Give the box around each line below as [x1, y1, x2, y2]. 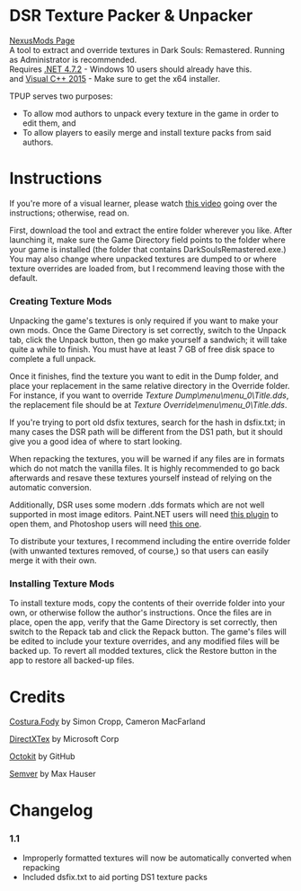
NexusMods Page [9, 35, 75, 46]
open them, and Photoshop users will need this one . [9, 518, 202, 530]
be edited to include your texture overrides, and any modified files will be [9, 636, 280, 647]
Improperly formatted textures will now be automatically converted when [22, 852, 292, 863]
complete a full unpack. [9, 354, 97, 365]
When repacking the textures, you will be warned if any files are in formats [9, 454, 285, 464]
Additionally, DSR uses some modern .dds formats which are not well [9, 499, 265, 510]
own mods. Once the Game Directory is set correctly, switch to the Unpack [9, 325, 287, 336]
